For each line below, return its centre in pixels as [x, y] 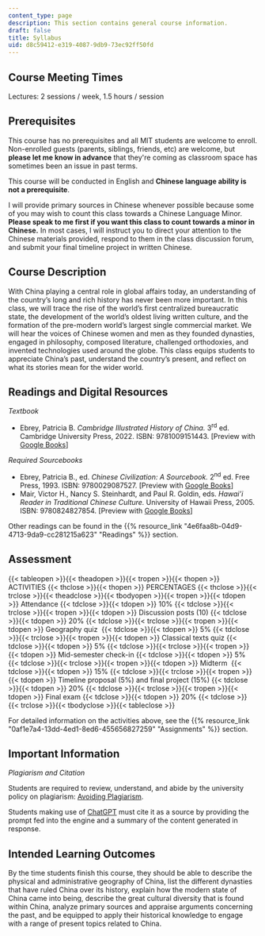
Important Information [64, 754]
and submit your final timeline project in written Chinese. [100, 247]
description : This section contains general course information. [118, 23]
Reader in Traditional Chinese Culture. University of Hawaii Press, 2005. [137, 502]
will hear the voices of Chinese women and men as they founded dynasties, [132, 333]
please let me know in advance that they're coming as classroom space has [133, 157]
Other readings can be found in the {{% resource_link [95, 526]
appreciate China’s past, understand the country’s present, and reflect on [127, 359]
